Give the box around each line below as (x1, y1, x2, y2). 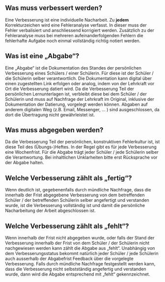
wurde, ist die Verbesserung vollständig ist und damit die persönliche (5, 203, 145, 209)
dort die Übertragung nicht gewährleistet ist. (5, 112, 95, 117)
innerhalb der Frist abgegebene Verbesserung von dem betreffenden (5, 192, 145, 198)
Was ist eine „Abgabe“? (5, 52, 80, 60)
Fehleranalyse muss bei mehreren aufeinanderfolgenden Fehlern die (5, 32, 143, 38)
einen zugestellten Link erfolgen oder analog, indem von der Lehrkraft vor (5, 80, 155, 86)
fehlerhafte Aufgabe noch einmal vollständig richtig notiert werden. (5, 38, 141, 44)
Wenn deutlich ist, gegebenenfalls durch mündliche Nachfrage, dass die (5, 187, 151, 193)
